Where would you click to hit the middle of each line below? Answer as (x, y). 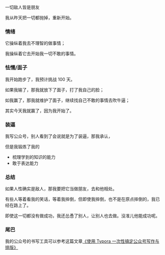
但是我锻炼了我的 (22, 146)
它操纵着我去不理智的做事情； (35, 43)
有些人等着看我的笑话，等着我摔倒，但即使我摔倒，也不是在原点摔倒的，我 (80, 199)
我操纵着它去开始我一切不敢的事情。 (42, 54)
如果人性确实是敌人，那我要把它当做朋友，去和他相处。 (61, 189)
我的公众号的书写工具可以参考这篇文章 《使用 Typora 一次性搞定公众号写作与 (82, 241)
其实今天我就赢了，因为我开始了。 (40, 111)
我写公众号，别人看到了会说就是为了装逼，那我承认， (59, 136)
